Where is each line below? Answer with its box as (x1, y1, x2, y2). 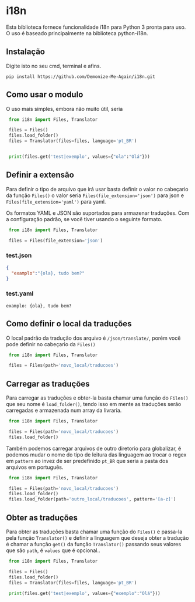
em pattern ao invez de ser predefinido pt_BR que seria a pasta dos (6, 457, 168, 464)
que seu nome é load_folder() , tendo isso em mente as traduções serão (6, 401, 182, 408)
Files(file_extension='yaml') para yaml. (6, 198, 106, 205)
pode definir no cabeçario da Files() (6, 340, 96, 347)
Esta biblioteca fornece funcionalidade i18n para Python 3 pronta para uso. (6, 23, 186, 31)
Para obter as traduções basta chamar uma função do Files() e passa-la (6, 528, 183, 535)
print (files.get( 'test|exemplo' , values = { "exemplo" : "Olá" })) (8, 591, 161, 597)
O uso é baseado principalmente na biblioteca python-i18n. (6, 29, 148, 36)
